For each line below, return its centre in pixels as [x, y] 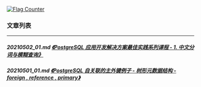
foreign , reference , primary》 [44, 78]
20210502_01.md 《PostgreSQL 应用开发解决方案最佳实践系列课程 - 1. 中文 [98, 47]
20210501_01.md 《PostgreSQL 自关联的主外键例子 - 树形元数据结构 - [92, 70]
